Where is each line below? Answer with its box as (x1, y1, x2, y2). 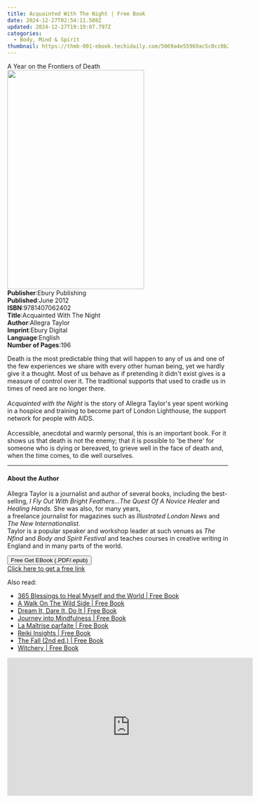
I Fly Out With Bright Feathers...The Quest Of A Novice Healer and (29, 497, 220, 506)
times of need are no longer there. (7, 384, 107, 393)
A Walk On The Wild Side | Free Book (17, 599, 125, 607)
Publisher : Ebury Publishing (7, 289, 86, 297)
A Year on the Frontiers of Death (7, 62, 100, 70)
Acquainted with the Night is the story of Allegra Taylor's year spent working (7, 399, 228, 407)
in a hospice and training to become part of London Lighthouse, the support (7, 407, 226, 414)
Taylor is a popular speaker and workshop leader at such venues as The (7, 527, 216, 535)
